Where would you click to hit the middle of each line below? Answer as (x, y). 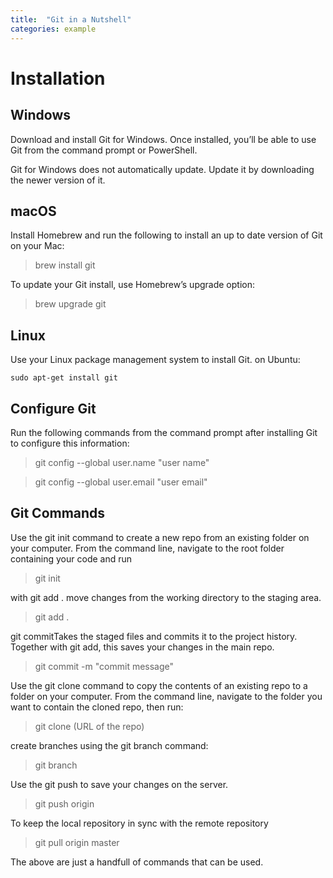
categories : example (53, 29)
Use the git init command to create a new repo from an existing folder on (160, 537)
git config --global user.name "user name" (122, 462)
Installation (58, 78)
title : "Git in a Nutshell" (71, 19)
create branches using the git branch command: (109, 745)
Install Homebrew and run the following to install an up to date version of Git (166, 235)
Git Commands (58, 513)
